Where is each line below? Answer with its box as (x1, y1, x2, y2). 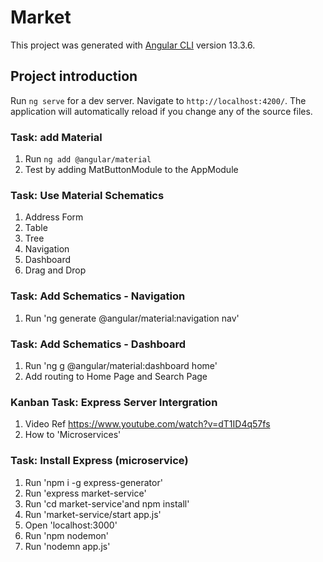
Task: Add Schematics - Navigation (10, 289, 186, 303)
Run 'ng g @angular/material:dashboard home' (24, 359, 218, 371)
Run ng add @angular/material (24, 153, 152, 165)
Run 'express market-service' (24, 487, 147, 499)
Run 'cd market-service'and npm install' (24, 497, 190, 510)
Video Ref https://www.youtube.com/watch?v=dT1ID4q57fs (24, 418, 271, 430)
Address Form (24, 211, 84, 223)
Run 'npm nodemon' (24, 529, 110, 541)
